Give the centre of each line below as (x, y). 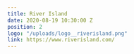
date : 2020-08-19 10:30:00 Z (50, 20)
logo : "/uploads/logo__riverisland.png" (68, 33)
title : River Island (38, 14)
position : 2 (25, 27)
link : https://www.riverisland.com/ (61, 40)
